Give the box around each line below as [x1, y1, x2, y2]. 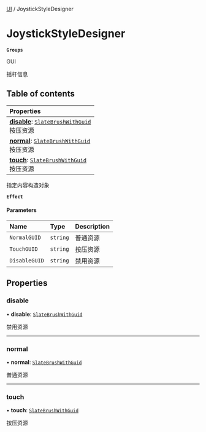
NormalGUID [9, 234, 41, 241]
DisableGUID [9, 257, 45, 264]
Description [75, 222, 110, 230]
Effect [6, 194, 23, 200]
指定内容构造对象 [6, 181, 50, 189]
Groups [6, 47, 23, 53]
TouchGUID [9, 245, 38, 253]
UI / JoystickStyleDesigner [6, 6, 74, 12]
